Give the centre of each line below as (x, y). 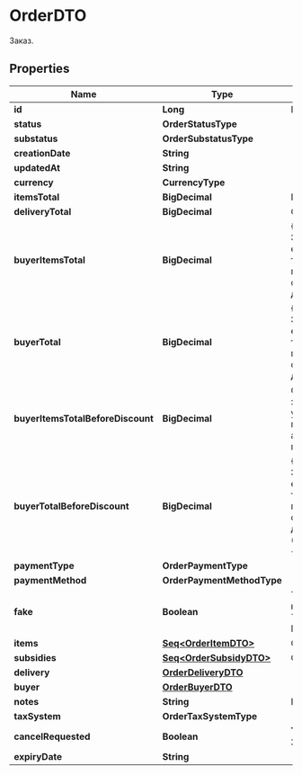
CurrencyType (194, 183)
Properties (40, 69)
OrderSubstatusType (208, 138)
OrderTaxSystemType (210, 716)
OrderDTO (48, 16)
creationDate (42, 153)
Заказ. (22, 40)
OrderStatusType (200, 124)
